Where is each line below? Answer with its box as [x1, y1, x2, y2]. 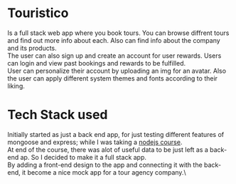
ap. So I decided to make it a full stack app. [20, 153, 147, 161]
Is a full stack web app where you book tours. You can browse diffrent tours [7, 29, 230, 37]
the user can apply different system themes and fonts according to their [7, 73, 218, 83]
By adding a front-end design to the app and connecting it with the [7, 160, 203, 169]
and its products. [7, 44, 57, 52]
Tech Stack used [7, 107, 108, 123]
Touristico [7, 5, 69, 21]
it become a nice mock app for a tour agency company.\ [21, 168, 186, 176]
